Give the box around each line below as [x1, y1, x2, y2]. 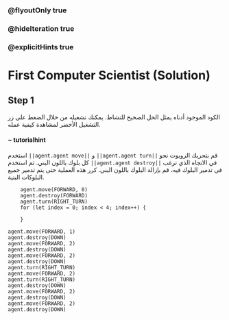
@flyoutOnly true [8, 5, 67, 15]
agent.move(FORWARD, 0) [20, 186, 88, 193]
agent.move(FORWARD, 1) [8, 228, 76, 235]
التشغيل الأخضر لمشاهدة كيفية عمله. [8, 120, 101, 128]
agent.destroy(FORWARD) [20, 192, 88, 199]
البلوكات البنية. [8, 173, 45, 181]
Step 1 [8, 95, 35, 106]
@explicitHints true [8, 42, 74, 51]
